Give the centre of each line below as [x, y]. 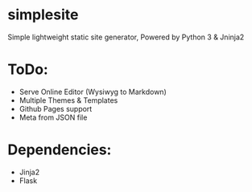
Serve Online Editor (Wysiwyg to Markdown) [93, 92]
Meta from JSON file [53, 117]
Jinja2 [29, 172]
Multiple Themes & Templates [68, 100]
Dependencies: [60, 150]
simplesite [43, 15]
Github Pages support [56, 108]
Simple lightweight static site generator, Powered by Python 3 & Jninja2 [126, 37]
